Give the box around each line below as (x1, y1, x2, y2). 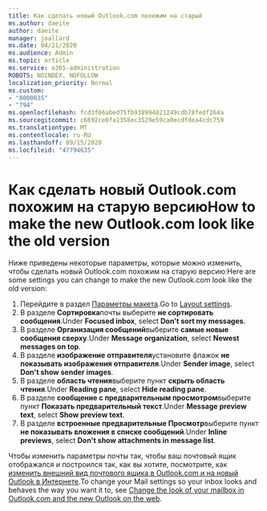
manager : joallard (8, 34, 70, 43)
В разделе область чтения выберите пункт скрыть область (19, 376, 225, 386)
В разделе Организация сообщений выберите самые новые (19, 325, 229, 335)
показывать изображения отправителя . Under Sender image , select (19, 359, 255, 369)
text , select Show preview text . (19, 410, 125, 420)
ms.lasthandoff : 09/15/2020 (8, 138, 103, 147)
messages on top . (19, 342, 82, 351)
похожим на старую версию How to (8, 197, 256, 216)
